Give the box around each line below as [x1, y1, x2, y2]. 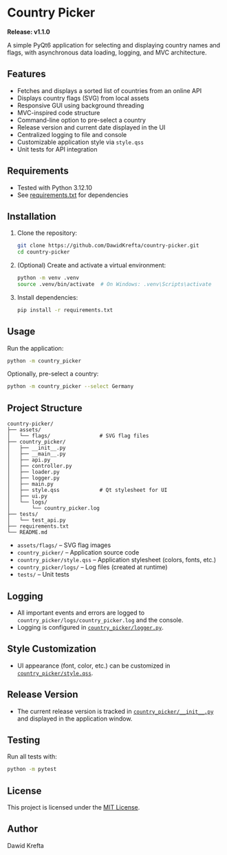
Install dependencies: [17, 293, 78, 301]
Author [7, 823, 38, 835]
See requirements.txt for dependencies [17, 191, 129, 199]
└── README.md [7, 529, 48, 536]
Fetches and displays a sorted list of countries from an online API [17, 86, 202, 94]
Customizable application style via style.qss [17, 138, 144, 146]
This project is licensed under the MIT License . [7, 803, 140, 812]
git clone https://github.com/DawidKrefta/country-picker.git [17, 243, 199, 249]
